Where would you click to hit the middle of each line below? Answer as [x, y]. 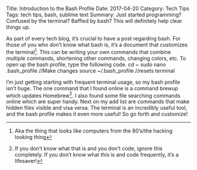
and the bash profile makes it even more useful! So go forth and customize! [97, 114]
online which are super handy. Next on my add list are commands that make [98, 101]
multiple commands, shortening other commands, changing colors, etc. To [96, 58]
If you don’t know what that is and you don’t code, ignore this [89, 148]
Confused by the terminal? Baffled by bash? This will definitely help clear [94, 21]
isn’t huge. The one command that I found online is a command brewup [92, 88]
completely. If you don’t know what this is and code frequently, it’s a [96, 155]
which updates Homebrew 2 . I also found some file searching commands [93, 95]
